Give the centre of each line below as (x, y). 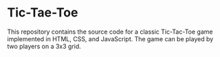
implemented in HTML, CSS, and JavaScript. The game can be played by (110, 38)
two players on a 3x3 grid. (44, 46)
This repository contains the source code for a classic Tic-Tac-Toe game (110, 32)
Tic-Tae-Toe (43, 13)
